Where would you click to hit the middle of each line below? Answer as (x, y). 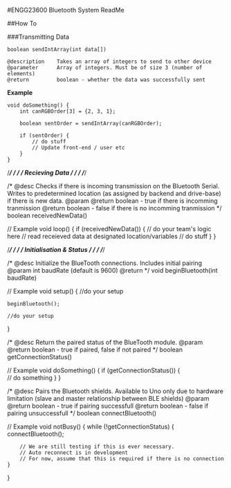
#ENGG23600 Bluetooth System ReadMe (66, 10)
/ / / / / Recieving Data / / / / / (47, 173)
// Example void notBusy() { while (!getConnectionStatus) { (91, 426)
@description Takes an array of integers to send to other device (110, 62)
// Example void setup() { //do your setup (65, 291)
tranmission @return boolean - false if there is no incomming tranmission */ (115, 208)
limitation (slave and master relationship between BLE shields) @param (108, 398)
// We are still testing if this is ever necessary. (97, 446)
